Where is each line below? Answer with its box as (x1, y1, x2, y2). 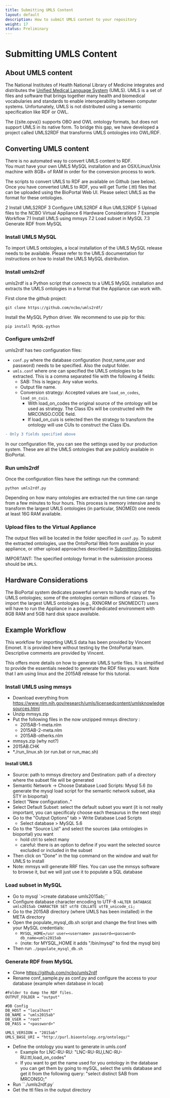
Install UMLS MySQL (5, 233, 57, 240)
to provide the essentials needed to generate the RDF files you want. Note (5, 665, 159, 671)
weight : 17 (5, 21, 28, 27)
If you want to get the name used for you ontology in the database (20, 1060, 158, 1066)
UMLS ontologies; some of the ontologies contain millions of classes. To (5, 595, 156, 601)
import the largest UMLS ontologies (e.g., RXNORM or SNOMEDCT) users (5, 600, 159, 606)
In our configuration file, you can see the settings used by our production (5, 441, 158, 447)
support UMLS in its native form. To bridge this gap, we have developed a (5, 124, 159, 130)
